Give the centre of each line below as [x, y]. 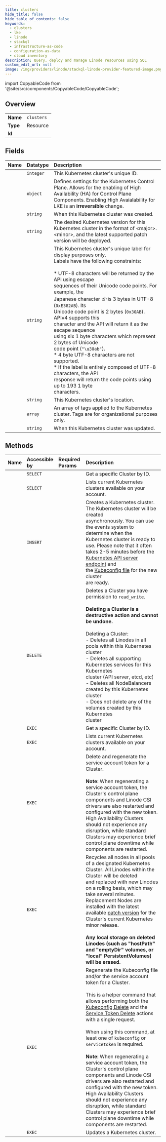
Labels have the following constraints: [98, 261]
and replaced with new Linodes [122, 882]
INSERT [34, 543]
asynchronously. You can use [120, 521]
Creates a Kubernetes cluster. [120, 503]
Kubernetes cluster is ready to [121, 540]
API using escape [74, 279]
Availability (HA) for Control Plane [93, 194]
